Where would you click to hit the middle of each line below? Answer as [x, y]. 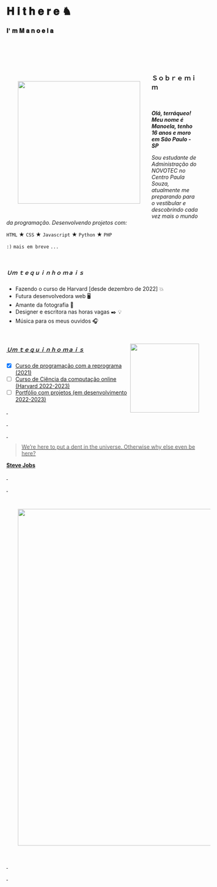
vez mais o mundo [175, 216]
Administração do [174, 164]
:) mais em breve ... [33, 247]
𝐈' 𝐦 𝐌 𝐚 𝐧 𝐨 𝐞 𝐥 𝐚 [30, 31]
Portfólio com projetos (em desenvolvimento [71, 392]
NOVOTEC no [169, 170]
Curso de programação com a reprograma [68, 365]
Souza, [160, 183]
